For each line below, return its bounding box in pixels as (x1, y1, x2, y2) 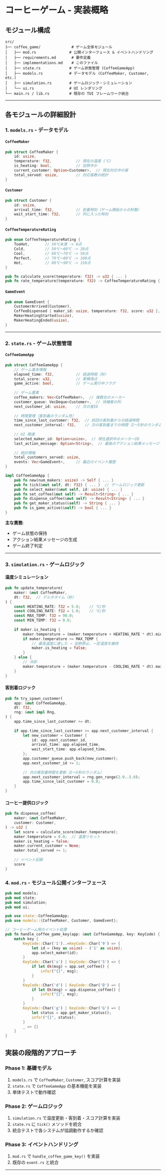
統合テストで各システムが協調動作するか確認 (12, 1127, 104, 1133)
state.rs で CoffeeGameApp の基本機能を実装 (12, 1083, 102, 1089)
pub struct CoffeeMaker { (5, 150, 58, 155)
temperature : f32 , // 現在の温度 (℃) (14, 158, 112, 164)
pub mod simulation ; (5, 900, 48, 905)
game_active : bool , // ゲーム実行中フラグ (14, 381, 116, 386)
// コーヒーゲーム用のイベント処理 (5, 927, 67, 932)
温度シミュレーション (5, 574, 48, 580)
